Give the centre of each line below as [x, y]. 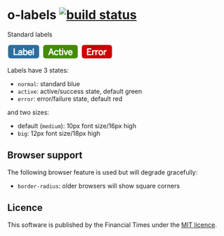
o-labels [32, 15]
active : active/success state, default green [80, 91]
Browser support [45, 155]
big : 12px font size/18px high [59, 133]
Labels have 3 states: [38, 70]
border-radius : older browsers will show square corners [99, 186]
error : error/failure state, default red [70, 99]
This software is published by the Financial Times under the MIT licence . [112, 225]
